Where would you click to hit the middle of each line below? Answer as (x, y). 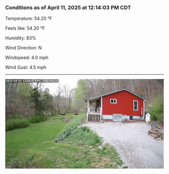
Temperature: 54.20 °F (29, 19)
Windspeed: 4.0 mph (27, 57)
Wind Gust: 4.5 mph (26, 68)
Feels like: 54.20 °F (25, 28)
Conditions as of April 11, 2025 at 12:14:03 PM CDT (68, 8)
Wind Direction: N (23, 48)
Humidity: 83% (21, 38)
